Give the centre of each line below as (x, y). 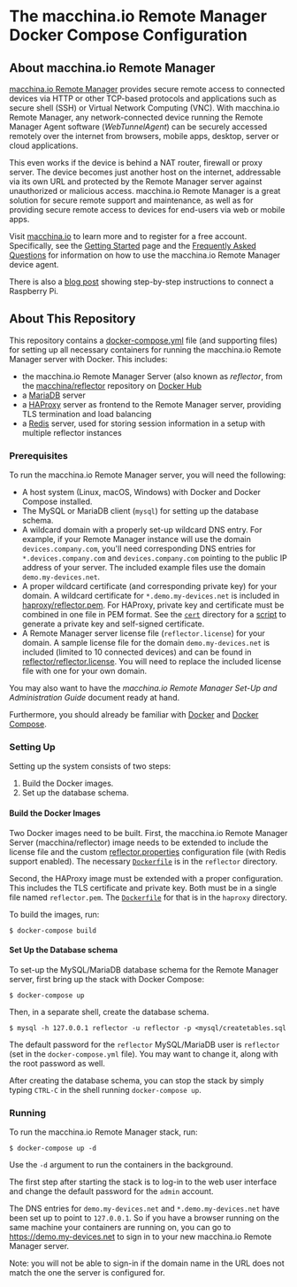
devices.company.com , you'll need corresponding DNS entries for (139, 549)
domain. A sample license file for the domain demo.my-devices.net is (146, 643)
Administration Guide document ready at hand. (94, 698)
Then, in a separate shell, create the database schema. (109, 1012)
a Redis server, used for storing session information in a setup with (143, 423)
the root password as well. (57, 1063)
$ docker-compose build (53, 930)
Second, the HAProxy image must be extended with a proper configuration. (146, 878)
